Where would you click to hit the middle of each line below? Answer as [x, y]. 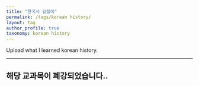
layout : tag [21, 22]
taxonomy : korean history [38, 34]
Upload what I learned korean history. [52, 50]
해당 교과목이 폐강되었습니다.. [57, 76]
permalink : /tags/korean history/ [49, 17]
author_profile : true [33, 28]
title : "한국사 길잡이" [32, 11]
